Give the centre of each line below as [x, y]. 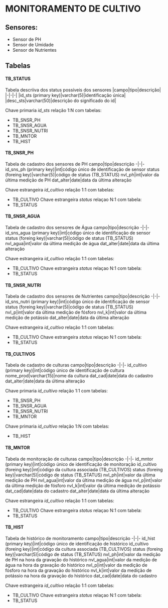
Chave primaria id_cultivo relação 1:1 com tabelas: [56, 391]
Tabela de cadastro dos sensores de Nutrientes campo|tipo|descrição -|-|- [83, 296]
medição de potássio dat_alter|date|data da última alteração [67, 318]
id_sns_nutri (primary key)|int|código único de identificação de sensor [77, 301]
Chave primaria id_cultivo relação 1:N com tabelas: [57, 426]
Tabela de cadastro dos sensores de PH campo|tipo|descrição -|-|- [75, 164]
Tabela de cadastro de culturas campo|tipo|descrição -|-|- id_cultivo [76, 365]
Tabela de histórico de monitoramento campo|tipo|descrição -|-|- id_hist [80, 538]
